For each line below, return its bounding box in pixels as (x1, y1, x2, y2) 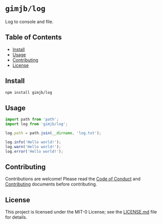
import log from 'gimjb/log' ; (5, 122, 68, 127)
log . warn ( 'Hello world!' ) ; (5, 144, 61, 149)
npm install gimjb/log (5, 90, 52, 95)
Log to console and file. (5, 18, 54, 24)
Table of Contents (5, 33, 62, 41)
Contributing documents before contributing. (5, 181, 97, 187)
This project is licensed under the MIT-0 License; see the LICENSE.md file (5, 209, 157, 215)
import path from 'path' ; (5, 117, 59, 122)
